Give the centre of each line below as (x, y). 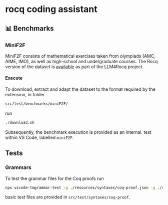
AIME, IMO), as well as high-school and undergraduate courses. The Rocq (81, 61)
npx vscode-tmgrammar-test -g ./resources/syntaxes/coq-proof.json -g (80, 187)
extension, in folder (25, 95)
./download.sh (20, 122)
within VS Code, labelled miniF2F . (39, 137)
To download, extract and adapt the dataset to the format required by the (80, 89)
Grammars (18, 167)
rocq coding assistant (51, 9)
